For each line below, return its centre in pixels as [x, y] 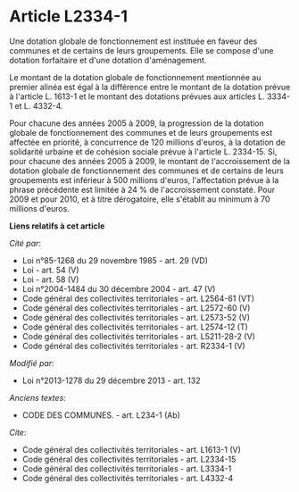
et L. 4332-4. [39, 105]
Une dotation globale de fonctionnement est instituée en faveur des [133, 41]
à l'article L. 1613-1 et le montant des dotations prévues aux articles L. [137, 96]
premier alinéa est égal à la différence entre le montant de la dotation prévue [150, 87]
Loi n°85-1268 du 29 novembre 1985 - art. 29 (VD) [115, 260]
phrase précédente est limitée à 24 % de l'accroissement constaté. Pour [142, 189]
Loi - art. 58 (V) [50, 279]
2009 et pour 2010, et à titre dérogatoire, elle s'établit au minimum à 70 [140, 199]
